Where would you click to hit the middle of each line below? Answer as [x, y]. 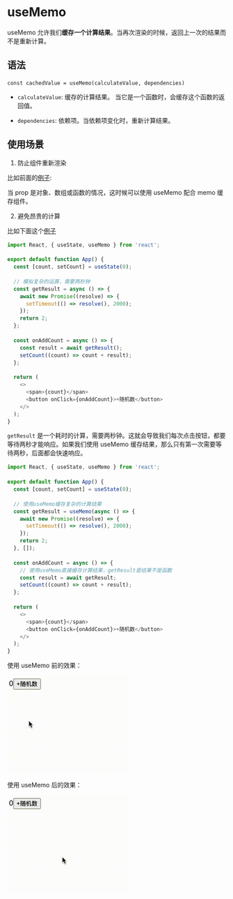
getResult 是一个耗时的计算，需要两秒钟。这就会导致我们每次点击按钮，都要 [116, 436]
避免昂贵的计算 [39, 216]
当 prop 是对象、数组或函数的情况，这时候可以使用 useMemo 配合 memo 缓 [115, 192]
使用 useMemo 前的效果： [45, 666]
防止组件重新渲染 [42, 163]
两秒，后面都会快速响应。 [50, 453]
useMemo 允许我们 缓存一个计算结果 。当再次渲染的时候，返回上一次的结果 [114, 32]
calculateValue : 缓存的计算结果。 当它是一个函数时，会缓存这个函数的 [118, 97]
